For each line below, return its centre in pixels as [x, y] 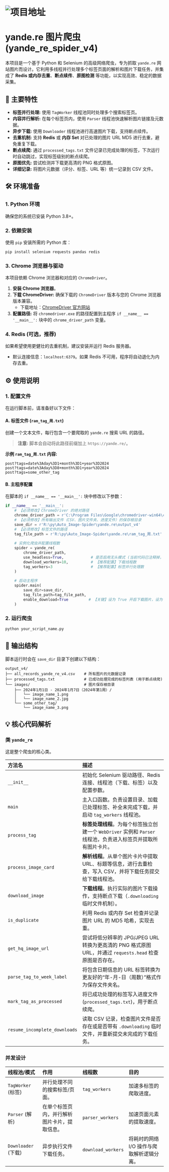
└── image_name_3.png [46, 707]
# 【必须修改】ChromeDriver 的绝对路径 [52, 511]
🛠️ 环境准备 [23, 186]
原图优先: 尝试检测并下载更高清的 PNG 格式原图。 [64, 162]
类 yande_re [19, 740]
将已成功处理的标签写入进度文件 [120, 994]
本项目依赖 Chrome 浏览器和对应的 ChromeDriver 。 [58, 278]
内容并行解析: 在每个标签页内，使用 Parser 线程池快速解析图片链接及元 [86, 118]
